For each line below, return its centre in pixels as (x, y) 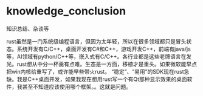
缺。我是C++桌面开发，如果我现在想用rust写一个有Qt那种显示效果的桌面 (97, 79)
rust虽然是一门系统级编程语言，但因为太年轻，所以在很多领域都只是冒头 (96, 41)
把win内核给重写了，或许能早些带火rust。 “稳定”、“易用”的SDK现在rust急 (98, 71)
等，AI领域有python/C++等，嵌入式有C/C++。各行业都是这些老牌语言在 (96, 56)
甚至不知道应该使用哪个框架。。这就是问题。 (77, 86)
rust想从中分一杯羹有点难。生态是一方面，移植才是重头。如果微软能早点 (107, 64)
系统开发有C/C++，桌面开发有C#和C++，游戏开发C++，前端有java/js (104, 49)
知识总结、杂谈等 (28, 28)
